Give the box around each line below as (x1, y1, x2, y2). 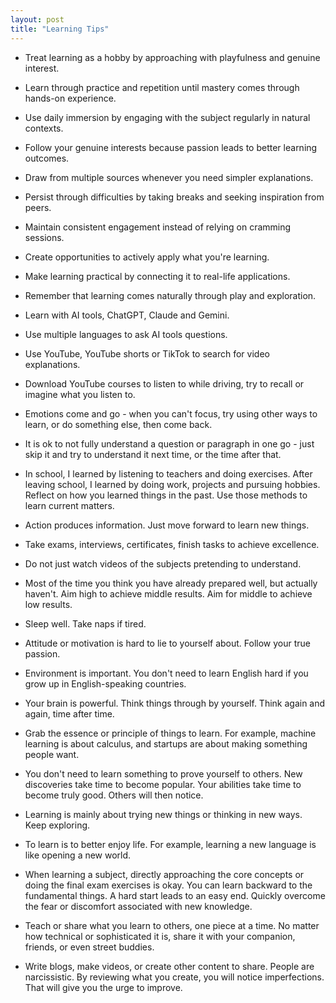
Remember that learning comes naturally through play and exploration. (24, 289, 317, 301)
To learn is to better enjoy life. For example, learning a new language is (24, 838, 317, 850)
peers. (24, 201, 52, 213)
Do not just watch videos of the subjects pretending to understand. (24, 557, 302, 570)
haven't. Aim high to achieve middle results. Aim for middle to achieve (24, 587, 313, 600)
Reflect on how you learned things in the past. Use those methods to (24, 489, 308, 501)
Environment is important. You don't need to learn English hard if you (24, 667, 309, 679)
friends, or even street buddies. (24, 941, 155, 953)
